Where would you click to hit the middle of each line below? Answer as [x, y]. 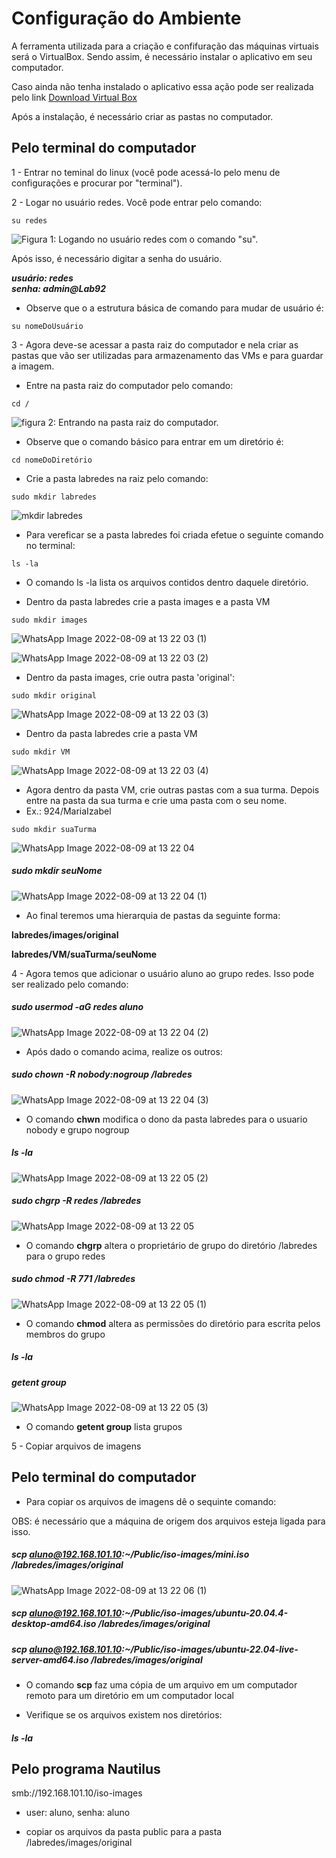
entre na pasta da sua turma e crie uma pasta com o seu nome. [156, 800]
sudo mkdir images [49, 620]
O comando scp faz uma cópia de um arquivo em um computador [161, 1685]
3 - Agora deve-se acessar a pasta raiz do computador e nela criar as [155, 344]
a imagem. [33, 366]
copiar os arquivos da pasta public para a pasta [124, 1832]
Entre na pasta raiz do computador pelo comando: [129, 385]
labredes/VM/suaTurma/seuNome [84, 954]
